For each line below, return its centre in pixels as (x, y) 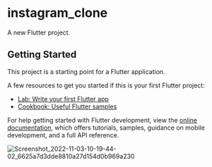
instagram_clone (58, 13)
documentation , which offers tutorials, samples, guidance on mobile (106, 128)
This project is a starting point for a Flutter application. (86, 71)
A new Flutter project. (39, 32)
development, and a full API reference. (63, 135)
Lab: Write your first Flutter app (63, 99)
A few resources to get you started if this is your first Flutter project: (106, 85)
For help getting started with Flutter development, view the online (102, 120)
